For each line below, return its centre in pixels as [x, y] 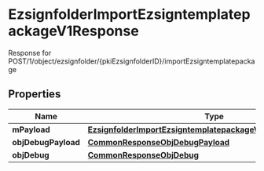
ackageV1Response [73, 31]
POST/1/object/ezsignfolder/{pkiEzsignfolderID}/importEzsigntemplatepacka [132, 61]
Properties [35, 95]
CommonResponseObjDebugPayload [159, 142]
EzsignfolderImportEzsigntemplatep [129, 15]
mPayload [31, 129]
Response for [30, 53]
